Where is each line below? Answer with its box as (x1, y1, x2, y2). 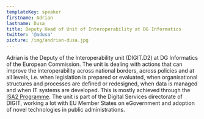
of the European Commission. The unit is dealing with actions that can (6, 60, 183, 68)
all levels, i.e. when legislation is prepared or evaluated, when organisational (6, 74, 198, 81)
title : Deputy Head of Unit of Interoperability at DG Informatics (6, 26, 182, 32)
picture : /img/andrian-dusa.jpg (6, 37, 89, 43)
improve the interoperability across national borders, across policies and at (6, 67, 195, 74)
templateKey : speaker (6, 9, 62, 15)
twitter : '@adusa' (6, 32, 53, 38)
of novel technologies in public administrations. (6, 106, 125, 113)
